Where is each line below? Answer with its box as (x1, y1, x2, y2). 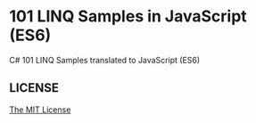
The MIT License (9, 104, 71, 115)
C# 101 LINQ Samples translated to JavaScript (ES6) (9, 54, 201, 65)
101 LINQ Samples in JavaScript (9, 6, 247, 27)
